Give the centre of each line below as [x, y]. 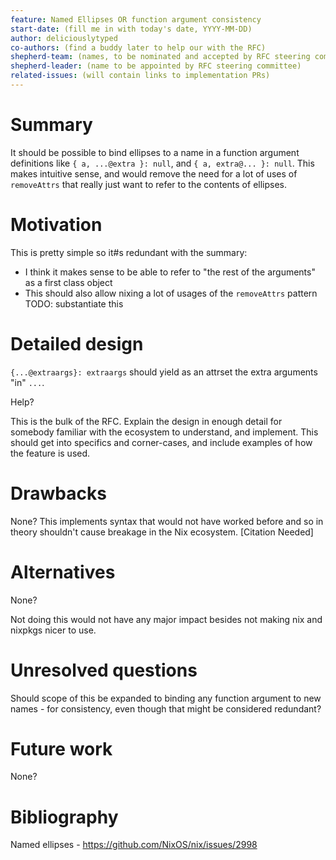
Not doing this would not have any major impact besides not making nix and [166, 619]
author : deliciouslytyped [64, 38]
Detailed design [77, 343]
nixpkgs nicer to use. [53, 630]
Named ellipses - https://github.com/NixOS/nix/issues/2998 [134, 845]
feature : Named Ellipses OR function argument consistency [136, 19]
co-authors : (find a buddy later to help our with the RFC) [138, 47]
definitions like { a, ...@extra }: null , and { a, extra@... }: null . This [162, 163]
